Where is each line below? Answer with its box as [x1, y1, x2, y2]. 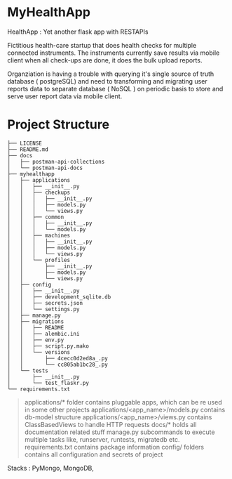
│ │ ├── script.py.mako [7, 342, 90, 350]
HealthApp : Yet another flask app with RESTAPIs [7, 27, 149, 36]
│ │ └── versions [7, 348, 71, 355]
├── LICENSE [7, 140, 42, 147]
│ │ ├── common [7, 214, 64, 221]
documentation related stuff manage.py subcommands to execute [24, 428, 215, 436]
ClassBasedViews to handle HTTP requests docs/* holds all [24, 420, 197, 428]
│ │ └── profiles [7, 256, 71, 263]
